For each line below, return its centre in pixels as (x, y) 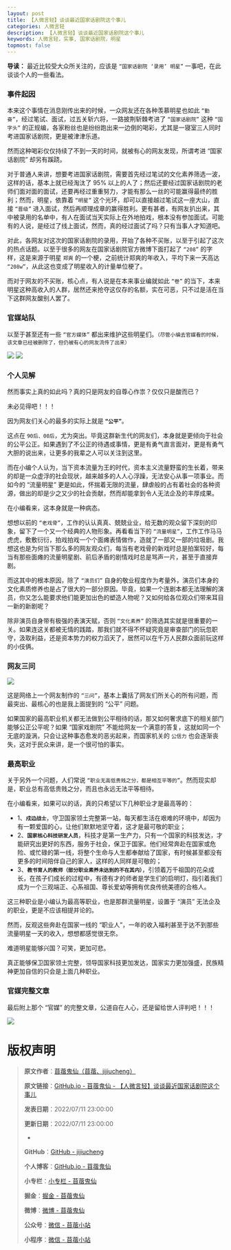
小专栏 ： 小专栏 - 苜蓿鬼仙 (60, 1181)
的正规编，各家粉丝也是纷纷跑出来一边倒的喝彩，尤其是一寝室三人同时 (121, 127)
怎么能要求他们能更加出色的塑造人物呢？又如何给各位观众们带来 (121, 597)
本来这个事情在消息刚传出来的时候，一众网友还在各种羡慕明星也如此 (103, 110)
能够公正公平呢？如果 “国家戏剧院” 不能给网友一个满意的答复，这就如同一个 (114, 727)
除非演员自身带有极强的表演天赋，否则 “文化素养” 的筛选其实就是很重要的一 (112, 620)
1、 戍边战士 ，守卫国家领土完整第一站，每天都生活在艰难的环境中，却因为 (119, 818)
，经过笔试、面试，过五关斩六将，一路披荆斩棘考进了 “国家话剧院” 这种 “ (117, 119)
